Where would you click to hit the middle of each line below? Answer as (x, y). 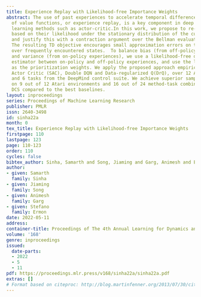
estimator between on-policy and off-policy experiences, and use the (101, 62)
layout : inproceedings (34, 95)
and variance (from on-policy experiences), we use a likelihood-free (101, 56)
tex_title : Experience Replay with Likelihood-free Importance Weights (97, 129)
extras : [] (20, 279)
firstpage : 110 (25, 134)
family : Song (28, 190)
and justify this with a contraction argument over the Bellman (93, 40)
